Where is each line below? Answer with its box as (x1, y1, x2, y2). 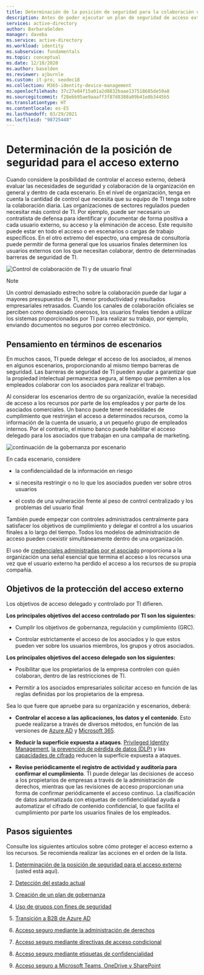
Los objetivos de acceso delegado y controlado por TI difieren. (6, 600, 164, 607)
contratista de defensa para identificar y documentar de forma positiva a (6, 214, 188, 222)
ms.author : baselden (6, 65, 59, 72)
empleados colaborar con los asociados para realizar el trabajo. (6, 381, 166, 388)
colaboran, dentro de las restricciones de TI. (15, 672, 126, 679)
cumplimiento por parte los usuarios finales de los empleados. (15, 809, 171, 816)
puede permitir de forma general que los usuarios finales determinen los (6, 241, 188, 248)
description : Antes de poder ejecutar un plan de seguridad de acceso (6, 15, 189, 21)
